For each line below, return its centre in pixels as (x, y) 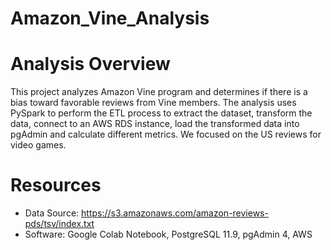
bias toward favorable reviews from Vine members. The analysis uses (153, 103)
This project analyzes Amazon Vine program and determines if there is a (159, 92)
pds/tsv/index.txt (59, 224)
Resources (56, 185)
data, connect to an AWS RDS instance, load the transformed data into (155, 124)
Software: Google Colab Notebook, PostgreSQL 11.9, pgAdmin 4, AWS (168, 234)
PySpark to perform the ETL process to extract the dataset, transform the (161, 113)
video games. (38, 145)
